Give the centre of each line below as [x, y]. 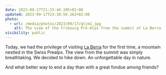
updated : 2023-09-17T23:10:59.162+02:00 [48, 14]
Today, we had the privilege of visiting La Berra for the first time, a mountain [83, 47]
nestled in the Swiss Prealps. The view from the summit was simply [74, 52]
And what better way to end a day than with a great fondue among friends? [82, 67]
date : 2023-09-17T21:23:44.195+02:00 [44, 10]
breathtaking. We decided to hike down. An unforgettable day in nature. [78, 57]
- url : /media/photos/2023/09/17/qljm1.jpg [55, 24]
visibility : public [25, 33]
